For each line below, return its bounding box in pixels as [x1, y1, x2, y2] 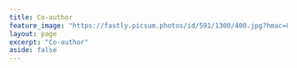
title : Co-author [9, 12, 73, 22]
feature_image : [9, 21, 65, 30]
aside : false [9, 46, 57, 55]
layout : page [9, 29, 57, 38]
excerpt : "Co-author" [9, 37, 89, 47]
